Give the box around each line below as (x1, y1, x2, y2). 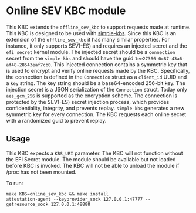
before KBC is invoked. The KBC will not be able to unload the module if (6, 162, 180, 169)
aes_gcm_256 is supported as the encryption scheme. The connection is (6, 92, 178, 99)
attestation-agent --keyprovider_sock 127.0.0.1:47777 (6, 196, 143, 202)
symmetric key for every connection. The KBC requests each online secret (6, 110, 187, 118)
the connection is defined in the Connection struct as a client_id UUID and (6, 73, 187, 80)
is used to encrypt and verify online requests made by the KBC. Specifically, (6, 67, 190, 74)
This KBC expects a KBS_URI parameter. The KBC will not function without (6, 150, 183, 157)
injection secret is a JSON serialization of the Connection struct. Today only (6, 86, 188, 93)
